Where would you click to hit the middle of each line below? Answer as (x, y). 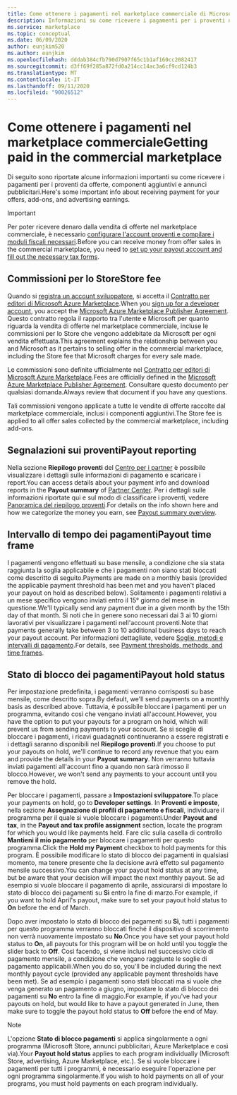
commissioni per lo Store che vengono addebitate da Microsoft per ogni (112, 333)
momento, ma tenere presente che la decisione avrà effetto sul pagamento (116, 863)
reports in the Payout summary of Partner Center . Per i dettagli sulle (107, 490)
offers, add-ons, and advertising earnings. (69, 200)
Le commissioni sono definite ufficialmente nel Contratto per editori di (109, 369)
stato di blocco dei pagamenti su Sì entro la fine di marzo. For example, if (113, 893)
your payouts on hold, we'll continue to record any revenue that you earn (113, 751)
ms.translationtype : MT (42, 73)
